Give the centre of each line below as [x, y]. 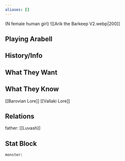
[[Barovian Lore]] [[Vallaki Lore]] [37, 101]
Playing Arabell [29, 39]
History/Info [24, 56]
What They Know [32, 89]
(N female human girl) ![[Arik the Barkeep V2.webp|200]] [62, 24]
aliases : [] [17, 10]
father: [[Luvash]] [23, 128]
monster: [14, 155]
